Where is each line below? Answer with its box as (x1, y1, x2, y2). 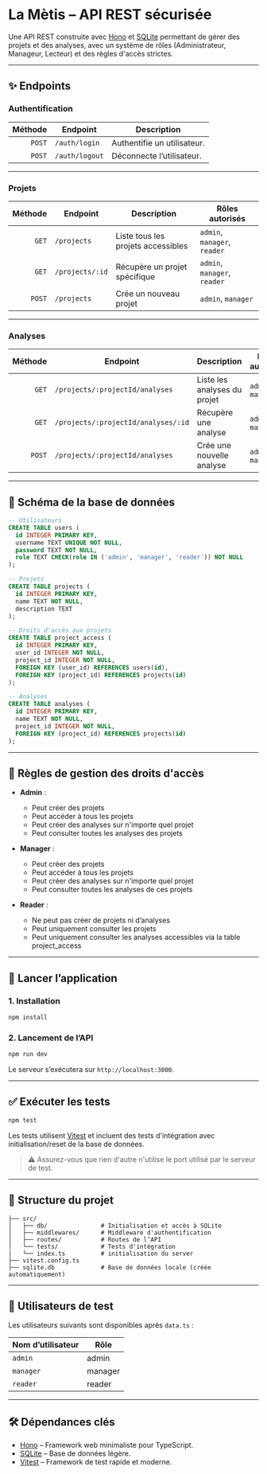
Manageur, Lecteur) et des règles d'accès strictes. (8, 49, 173, 58)
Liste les (196, 374, 228, 385)
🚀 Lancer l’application (8, 971, 118, 985)
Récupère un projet (115, 261, 188, 272)
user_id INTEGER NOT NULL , (15, 649, 105, 657)
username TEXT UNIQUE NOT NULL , (15, 539, 123, 547)
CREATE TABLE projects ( (8, 583, 91, 591)
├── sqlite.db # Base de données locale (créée (8, 1263, 212, 1271)
